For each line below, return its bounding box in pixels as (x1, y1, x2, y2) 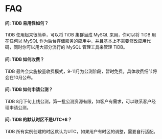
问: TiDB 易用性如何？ (5, 20, 49, 26)
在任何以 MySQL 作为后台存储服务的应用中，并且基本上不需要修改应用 (5, 38, 147, 44)
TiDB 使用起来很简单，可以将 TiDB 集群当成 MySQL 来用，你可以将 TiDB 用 (5, 32, 156, 38)
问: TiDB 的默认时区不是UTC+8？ (5, 116, 72, 123)
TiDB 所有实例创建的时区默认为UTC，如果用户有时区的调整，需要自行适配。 (5, 129, 158, 134)
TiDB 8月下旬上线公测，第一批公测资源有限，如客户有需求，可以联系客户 (5, 98, 152, 104)
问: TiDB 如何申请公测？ (5, 86, 53, 92)
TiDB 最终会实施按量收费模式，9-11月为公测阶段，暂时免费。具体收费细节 (5, 68, 153, 74)
